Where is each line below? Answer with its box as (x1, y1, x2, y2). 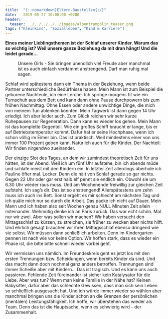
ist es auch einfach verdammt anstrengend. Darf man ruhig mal (18, 66, 148, 72)
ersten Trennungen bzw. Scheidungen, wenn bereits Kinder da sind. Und (5, 256, 155, 262)
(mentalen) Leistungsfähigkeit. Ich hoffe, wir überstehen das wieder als (5, 298, 152, 305)
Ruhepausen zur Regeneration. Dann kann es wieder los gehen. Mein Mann (5, 118, 161, 124)
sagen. (18, 71, 32, 77)
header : (5, 17, 22, 22)
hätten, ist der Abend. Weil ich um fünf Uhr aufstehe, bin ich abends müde (5, 160, 159, 166)
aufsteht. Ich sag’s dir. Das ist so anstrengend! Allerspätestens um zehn (5, 187, 153, 193)
